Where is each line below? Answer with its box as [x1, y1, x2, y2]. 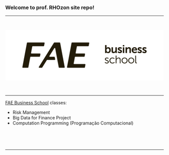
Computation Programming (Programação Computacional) [12, 120, 134, 126]
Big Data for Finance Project [12, 115, 71, 121]
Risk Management [12, 109, 50, 115]
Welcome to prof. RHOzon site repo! [5, 4, 95, 11]
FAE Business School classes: [5, 100, 67, 106]
